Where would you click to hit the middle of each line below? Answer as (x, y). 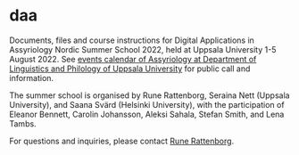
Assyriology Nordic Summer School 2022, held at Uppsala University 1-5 (143, 49)
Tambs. (23, 123)
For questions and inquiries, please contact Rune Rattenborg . (122, 141)
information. (32, 77)
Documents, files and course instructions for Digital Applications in (132, 40)
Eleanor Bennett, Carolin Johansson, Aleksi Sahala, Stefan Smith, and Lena (147, 114)
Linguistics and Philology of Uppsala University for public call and (130, 69)
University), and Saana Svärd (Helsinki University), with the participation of (147, 104)
